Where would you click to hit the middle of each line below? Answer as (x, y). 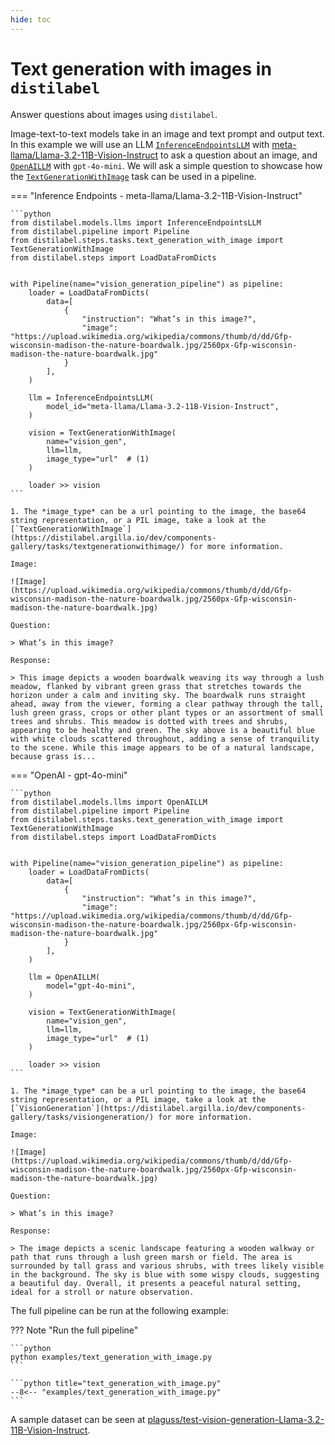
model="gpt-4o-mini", (91, 986)
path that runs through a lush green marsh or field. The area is (151, 1257)
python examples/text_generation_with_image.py (111, 1357)
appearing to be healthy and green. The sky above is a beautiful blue (162, 730)
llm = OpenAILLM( (64, 977)
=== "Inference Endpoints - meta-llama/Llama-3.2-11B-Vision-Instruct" (156, 195)
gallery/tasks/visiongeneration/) (82, 1117)
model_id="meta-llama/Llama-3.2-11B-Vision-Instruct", (163, 406)
